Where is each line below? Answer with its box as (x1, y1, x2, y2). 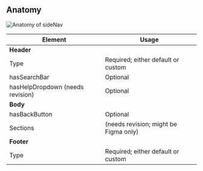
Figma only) (105, 127, 139, 136)
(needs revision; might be (105, 119, 177, 128)
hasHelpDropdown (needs (9, 82, 85, 91)
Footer (9, 137, 29, 146)
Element (42, 35, 66, 44)
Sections (9, 124, 34, 132)
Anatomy (6, 5, 42, 15)
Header (9, 45, 31, 54)
